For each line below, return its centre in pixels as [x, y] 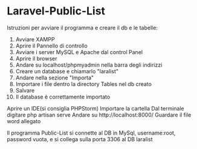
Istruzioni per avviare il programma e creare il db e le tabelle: [82, 28]
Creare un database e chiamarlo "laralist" [67, 71]
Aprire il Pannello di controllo [52, 46]
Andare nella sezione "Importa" [55, 78]
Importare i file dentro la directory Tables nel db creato [83, 84]
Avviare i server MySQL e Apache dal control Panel [79, 52]
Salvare [25, 90]
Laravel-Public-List [56, 11]
